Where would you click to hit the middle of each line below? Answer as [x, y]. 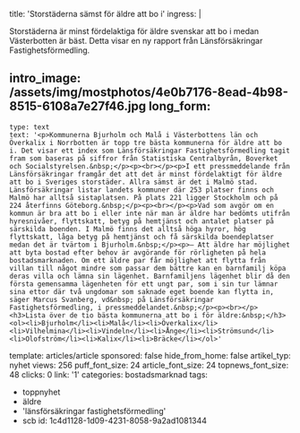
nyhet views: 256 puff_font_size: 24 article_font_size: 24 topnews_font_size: [149, 365]
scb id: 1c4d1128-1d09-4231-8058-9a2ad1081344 [115, 420]
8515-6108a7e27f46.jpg [77, 106]
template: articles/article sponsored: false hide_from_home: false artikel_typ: [150, 355]
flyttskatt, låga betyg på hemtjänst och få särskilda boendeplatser [142, 237]
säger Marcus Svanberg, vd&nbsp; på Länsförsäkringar [112, 299]
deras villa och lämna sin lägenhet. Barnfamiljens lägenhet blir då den [150, 276]
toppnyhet [41, 392]
